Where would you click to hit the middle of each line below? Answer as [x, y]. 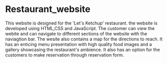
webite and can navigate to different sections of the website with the [76, 33]
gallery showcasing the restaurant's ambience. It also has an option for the [82, 49]
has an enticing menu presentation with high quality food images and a [79, 44]
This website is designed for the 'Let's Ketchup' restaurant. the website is [81, 23]
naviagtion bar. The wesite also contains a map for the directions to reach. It [84, 39]
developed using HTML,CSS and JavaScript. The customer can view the [80, 28]
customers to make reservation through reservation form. [65, 55]
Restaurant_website [48, 9]
